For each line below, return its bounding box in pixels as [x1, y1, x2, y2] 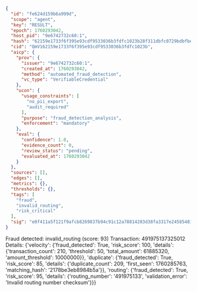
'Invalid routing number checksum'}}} [5, 278, 96, 286]
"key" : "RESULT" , [11, 22, 54, 28]
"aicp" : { [11, 49, 35, 55]
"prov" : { [16, 55, 41, 61]
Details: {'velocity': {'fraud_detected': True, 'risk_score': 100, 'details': [5, 241, 174, 248]
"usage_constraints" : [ [21, 93, 80, 99]
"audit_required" [26, 104, 69, 110]
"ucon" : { [16, 88, 41, 94]
